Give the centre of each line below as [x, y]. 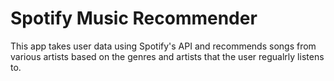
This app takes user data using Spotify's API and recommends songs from [163, 46]
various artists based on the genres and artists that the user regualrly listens [167, 56]
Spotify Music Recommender [134, 18]
